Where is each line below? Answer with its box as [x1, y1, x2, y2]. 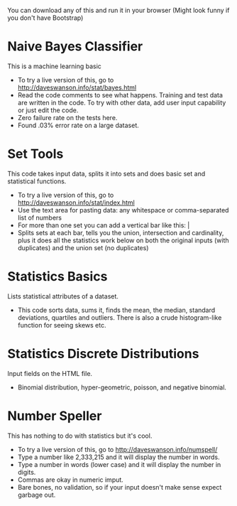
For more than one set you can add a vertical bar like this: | [17, 220, 190, 230]
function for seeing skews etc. [17, 321, 106, 329]
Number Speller [7, 408, 102, 424]
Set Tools [7, 146, 64, 162]
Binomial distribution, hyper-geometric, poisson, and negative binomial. [17, 383, 227, 392]
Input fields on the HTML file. [7, 369, 93, 377]
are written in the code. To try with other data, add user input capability [17, 98, 226, 107]
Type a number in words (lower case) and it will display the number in [17, 460, 221, 468]
